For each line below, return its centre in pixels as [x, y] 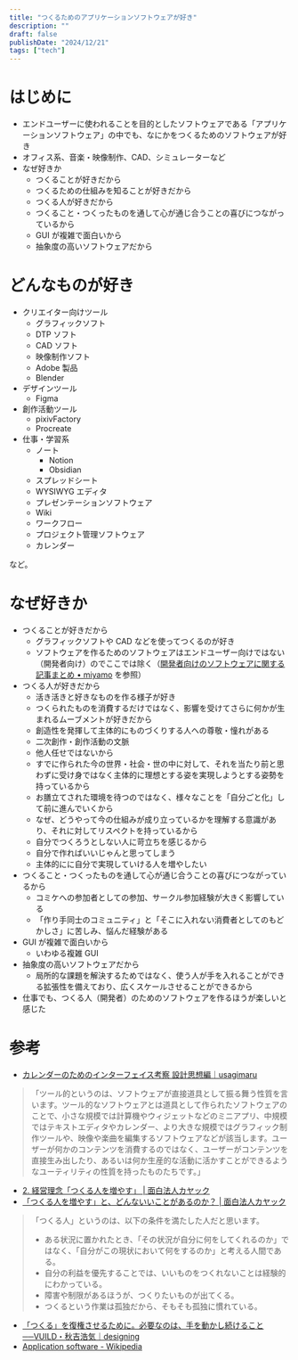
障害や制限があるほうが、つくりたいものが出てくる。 [141, 1295]
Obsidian [65, 470]
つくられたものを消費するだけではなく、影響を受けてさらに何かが [156, 708]
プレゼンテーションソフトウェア [94, 503]
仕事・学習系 [45, 439]
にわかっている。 [75, 1283]
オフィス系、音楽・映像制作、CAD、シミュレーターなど [124, 158]
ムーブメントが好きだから [106, 719]
